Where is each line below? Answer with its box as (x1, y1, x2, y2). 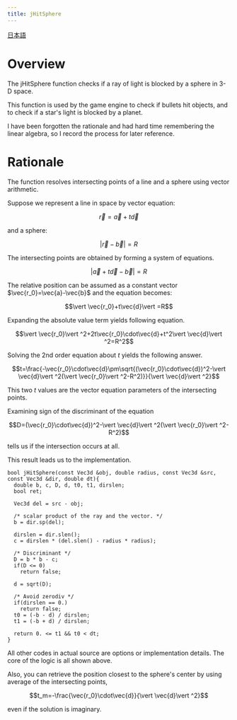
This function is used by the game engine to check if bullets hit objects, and (7, 100, 229, 109)
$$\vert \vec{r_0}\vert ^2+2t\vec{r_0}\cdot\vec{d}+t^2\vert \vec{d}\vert (15, 330, 223, 338)
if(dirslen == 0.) (13, 599, 69, 606)
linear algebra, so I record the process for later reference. (7, 129, 175, 138)
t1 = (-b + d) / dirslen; (13, 617, 91, 625)
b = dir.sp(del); (13, 518, 65, 526)
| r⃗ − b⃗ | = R (100, 240, 138, 248)
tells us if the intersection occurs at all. (7, 441, 120, 450)
